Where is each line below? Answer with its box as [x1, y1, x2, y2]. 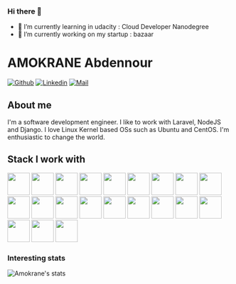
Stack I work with [7, 153, 85, 165]
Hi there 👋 [7, 6, 43, 16]
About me [7, 99, 52, 111]
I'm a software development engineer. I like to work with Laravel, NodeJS [7, 118, 222, 126]
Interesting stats [7, 253, 66, 263]
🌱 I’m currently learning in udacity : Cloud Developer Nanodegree [17, 23, 210, 31]
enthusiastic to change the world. [7, 133, 105, 141]
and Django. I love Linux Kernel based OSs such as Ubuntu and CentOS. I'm [7, 126, 230, 134]
